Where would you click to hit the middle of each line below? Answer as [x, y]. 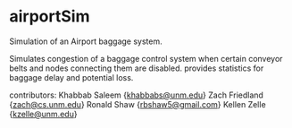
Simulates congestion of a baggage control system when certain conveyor [146, 58]
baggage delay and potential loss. [71, 77]
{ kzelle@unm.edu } [43, 114]
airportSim [50, 17]
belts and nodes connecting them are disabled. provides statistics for [137, 68]
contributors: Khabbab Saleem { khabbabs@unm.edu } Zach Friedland [136, 95]
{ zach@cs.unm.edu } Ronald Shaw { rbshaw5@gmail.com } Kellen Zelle [138, 104]
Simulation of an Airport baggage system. [86, 41]
